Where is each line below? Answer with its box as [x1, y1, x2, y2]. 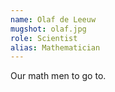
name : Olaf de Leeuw [10, 14, 97, 25]
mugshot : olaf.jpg [10, 24, 87, 34]
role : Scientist [10, 33, 78, 43]
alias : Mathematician [10, 42, 101, 53]
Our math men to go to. [10, 70, 107, 82]
